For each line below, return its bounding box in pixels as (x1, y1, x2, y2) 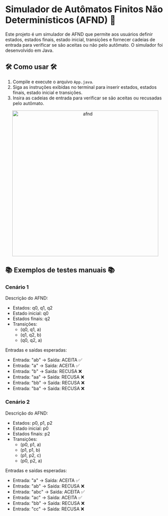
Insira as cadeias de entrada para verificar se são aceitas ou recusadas (12, 95, 162, 101)
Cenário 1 (5, 284, 29, 291)
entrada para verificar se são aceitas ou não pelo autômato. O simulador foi (5, 42, 163, 48)
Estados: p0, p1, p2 (12, 420, 53, 426)
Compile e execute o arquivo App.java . (12, 79, 94, 85)
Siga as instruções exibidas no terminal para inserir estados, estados (12, 84, 157, 90)
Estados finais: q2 (12, 316, 50, 322)
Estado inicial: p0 (12, 425, 49, 431)
